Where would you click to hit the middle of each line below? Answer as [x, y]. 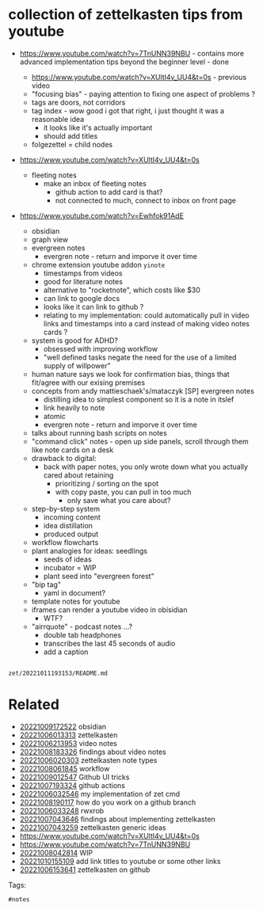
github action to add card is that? [109, 192]
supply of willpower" [77, 365]
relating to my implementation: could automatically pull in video [146, 315]
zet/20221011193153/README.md [58, 673]
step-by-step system [66, 508]
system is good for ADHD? [75, 340]
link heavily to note [74, 407]
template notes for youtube [76, 601]
